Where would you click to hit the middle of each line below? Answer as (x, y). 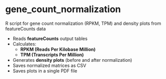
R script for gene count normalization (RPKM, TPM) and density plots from (83, 23)
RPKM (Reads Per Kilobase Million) (58, 49)
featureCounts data (25, 28)
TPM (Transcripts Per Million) (52, 55)
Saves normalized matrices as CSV (49, 65)
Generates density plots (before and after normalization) (72, 60)
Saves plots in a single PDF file (45, 71)
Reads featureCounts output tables (50, 38)
